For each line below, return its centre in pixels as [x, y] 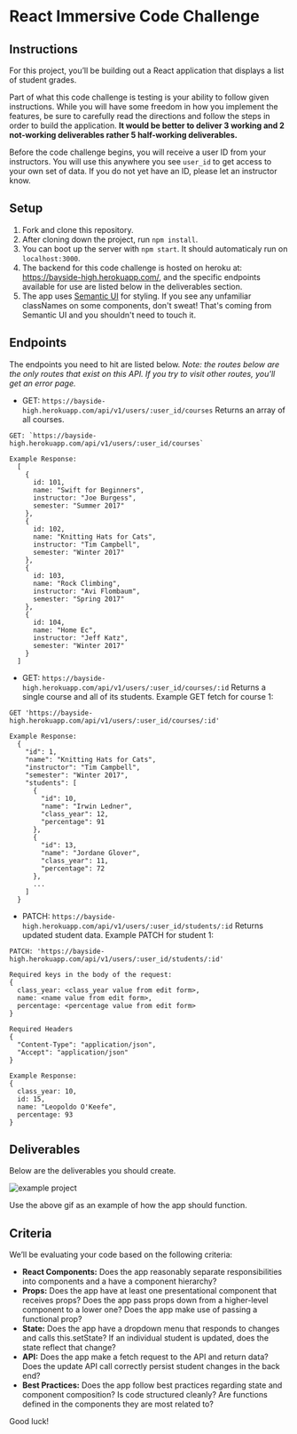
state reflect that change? [69, 1348]
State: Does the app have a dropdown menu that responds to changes [151, 1329]
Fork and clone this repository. [78, 229]
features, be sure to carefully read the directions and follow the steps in [140, 116]
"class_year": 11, [75, 861]
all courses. [43, 419]
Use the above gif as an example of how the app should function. [129, 1206]
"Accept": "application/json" [73, 1052]
